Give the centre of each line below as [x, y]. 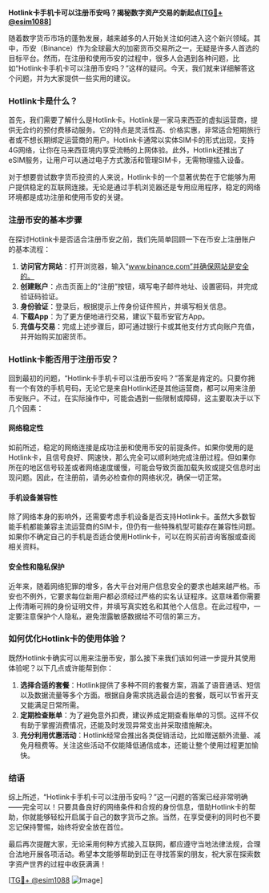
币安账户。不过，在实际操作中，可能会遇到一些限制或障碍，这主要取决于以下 [134, 398]
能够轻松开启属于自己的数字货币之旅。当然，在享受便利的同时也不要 [148, 817]
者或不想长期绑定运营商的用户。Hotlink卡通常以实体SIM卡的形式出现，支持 [131, 140]
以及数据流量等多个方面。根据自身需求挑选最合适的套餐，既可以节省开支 [139, 695]
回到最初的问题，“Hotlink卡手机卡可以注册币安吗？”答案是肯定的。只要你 [128, 378]
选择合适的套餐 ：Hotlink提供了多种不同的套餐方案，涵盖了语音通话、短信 [140, 684]
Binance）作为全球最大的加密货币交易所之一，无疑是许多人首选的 [151, 48]
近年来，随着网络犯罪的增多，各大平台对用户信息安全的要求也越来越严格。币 [134, 586]
